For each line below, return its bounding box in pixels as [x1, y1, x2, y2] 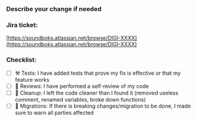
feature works [14, 76, 50, 83]
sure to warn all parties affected [14, 109, 94, 116]
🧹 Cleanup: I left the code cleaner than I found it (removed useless [14, 89, 178, 96]
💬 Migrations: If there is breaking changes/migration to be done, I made [14, 102, 191, 109]
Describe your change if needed [6, 5, 102, 13]
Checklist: [6, 56, 37, 64]
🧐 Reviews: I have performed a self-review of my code [14, 83, 149, 90]
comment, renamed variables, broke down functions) [14, 96, 146, 103]
